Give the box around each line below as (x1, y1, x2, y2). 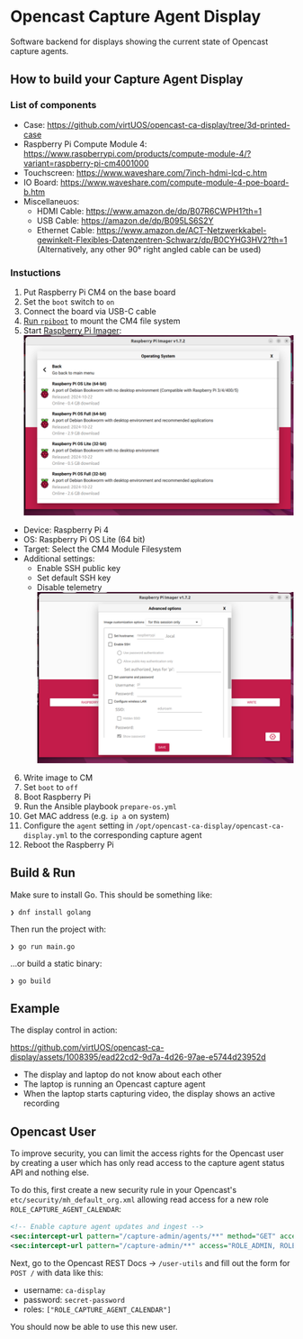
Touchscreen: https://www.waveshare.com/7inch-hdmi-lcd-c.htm (22, 167, 268, 178)
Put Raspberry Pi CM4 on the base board (22, 287, 176, 297)
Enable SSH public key (36, 562, 120, 573)
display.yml (22, 831, 68, 840)
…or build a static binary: (10, 958, 102, 969)
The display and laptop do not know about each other (22, 1070, 223, 1080)
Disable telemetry (36, 581, 102, 592)
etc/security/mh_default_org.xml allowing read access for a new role (10, 1194, 269, 1205)
